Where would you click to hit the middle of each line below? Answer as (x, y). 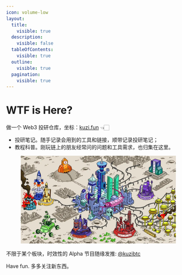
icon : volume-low (27, 12)
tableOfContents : (32, 50)
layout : (16, 19)
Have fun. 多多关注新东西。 (39, 266)
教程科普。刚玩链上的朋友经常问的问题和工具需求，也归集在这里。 (94, 147)
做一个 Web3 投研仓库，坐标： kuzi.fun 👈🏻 (58, 128)
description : (27, 37)
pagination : (26, 74)
